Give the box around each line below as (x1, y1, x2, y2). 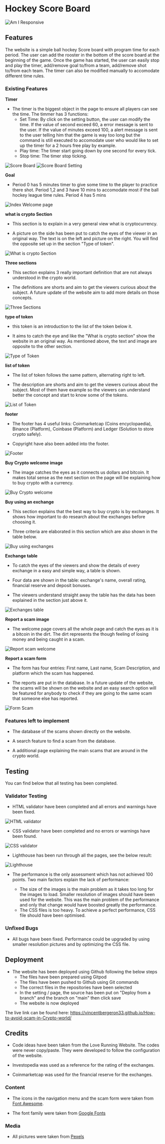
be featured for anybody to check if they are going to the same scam (12, 691, 152, 696)
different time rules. (5, 72, 45, 79)
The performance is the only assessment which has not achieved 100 (12, 871, 154, 877)
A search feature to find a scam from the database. (12, 738, 116, 744)
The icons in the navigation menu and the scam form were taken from (12, 1095, 154, 1101)
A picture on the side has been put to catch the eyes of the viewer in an (12, 230, 158, 237)
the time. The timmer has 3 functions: (12, 111, 89, 117)
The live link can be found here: (5, 1009, 69, 1015)
